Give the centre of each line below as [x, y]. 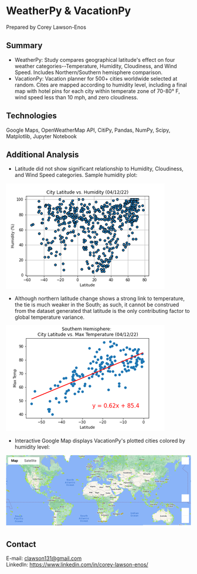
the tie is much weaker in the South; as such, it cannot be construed [97, 305]
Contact [21, 544]
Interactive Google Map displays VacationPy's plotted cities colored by [100, 441]
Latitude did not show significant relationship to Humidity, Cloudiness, [99, 169]
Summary [24, 46]
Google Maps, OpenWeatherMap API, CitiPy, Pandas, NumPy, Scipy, [88, 130]
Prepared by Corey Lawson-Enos [46, 27]
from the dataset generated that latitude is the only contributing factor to [102, 311]
